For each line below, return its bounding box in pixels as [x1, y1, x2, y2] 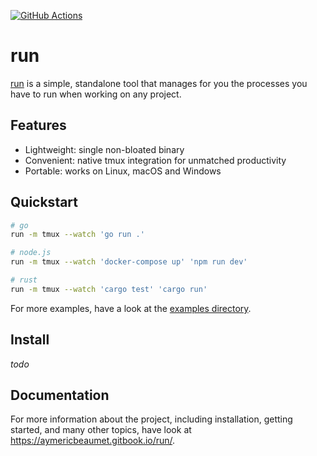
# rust [10, 275, 38, 285]
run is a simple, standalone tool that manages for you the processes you [10, 77, 308, 89]
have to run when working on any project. [10, 88, 182, 100]
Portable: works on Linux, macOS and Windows [24, 165, 222, 177]
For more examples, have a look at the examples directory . [10, 302, 252, 314]
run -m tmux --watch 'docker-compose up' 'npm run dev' [10, 257, 248, 267]
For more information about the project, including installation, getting [10, 413, 293, 425]
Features [10, 117, 67, 134]
